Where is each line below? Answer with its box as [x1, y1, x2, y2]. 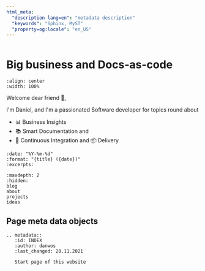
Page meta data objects [6, 216, 99, 226]
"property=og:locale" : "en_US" [12, 26, 92, 32]
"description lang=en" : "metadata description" [12, 15, 136, 21]
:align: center [6, 78, 45, 85]
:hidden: [6, 178, 29, 184]
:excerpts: [6, 162, 34, 168]
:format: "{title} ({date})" [6, 156, 81, 162]
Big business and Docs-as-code [6, 58, 173, 72]
